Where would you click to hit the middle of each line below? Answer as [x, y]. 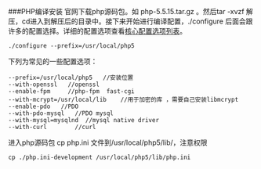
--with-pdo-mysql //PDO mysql [61, 113]
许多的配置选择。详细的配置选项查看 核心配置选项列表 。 [97, 31]
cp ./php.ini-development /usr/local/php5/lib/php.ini [100, 157]
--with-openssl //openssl [54, 84]
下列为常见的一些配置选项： [53, 61]
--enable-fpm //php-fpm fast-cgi [71, 92]
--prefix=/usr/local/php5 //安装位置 [71, 77]
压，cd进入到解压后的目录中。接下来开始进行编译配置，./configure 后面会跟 [130, 21]
